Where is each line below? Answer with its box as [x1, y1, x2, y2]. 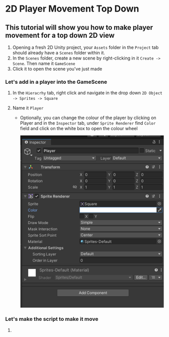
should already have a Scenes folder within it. [12, 50, 106, 55]
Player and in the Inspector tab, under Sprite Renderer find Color [20, 120, 156, 126]
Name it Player [12, 105, 44, 111]
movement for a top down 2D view [5, 31, 115, 39]
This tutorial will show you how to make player [5, 23, 153, 32]
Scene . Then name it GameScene [12, 61, 75, 66]
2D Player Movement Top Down [5, 3, 139, 15]
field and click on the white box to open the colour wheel [20, 126, 138, 132]
